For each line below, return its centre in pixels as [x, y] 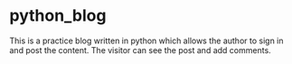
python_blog [58, 16]
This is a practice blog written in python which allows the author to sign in [146, 41]
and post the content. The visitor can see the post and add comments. [140, 50]
